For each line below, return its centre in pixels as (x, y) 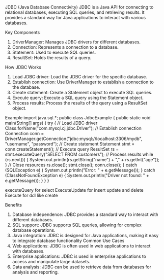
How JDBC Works (23, 67)
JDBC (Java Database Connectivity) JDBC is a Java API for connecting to (79, 7)
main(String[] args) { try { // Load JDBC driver (51, 123)
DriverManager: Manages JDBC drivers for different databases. (76, 42)
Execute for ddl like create (31, 195)
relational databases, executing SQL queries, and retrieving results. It (75, 12)
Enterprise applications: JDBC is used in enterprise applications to (79, 256)
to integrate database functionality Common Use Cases (68, 241)
